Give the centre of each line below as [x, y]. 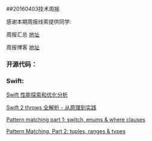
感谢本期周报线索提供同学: [39, 22]
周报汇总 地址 [23, 34]
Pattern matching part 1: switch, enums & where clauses [76, 120]
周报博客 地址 [23, 47]
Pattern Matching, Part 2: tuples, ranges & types [66, 131]
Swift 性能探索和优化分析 [37, 95]
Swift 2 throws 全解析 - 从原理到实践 [51, 108]
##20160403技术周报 [33, 9]
